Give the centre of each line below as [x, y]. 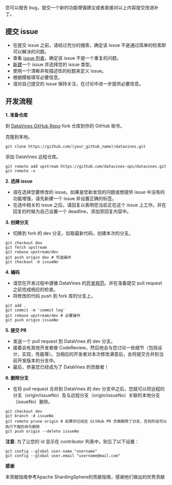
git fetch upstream [26, 247]
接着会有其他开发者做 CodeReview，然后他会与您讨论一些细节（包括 [85, 347]
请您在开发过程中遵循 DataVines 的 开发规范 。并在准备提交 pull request [88, 283]
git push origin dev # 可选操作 [39, 257]
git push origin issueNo [32, 320]
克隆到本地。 [19, 137]
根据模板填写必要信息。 [37, 77]
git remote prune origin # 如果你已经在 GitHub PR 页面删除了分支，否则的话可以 [86, 421]
